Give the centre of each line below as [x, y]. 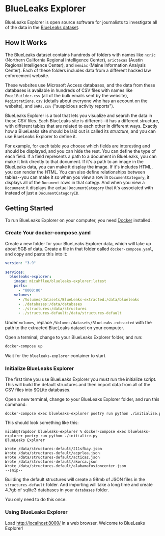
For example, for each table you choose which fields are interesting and [78, 146]
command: [16, 404]
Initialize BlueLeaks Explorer [40, 368]
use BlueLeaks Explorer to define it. [41, 136]
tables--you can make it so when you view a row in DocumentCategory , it [77, 177]
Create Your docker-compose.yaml [48, 233]
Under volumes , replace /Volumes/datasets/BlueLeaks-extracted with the [79, 323]
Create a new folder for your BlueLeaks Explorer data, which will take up [78, 243]
